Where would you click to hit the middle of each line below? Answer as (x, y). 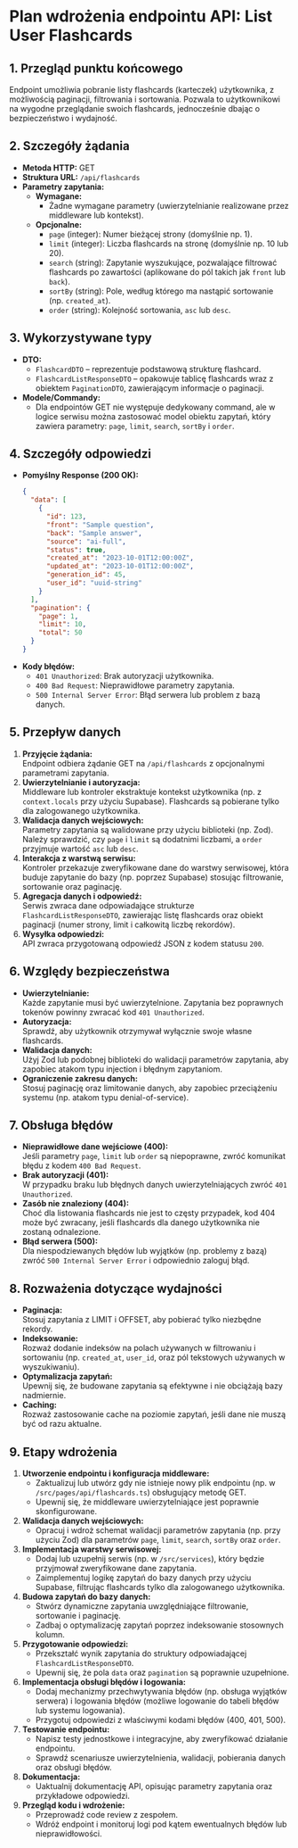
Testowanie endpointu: (66, 1729)
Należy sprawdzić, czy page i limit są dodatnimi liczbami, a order (142, 839)
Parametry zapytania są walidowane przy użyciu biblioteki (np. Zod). (148, 829)
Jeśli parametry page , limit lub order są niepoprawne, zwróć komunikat (154, 1156)
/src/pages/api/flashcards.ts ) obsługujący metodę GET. (141, 1492)
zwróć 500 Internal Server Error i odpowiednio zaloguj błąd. (136, 1261)
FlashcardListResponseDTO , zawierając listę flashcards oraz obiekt (143, 915)
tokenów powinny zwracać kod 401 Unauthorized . (113, 1012)
